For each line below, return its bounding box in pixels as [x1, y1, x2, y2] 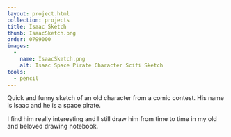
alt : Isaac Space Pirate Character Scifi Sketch [19, 62, 164, 69]
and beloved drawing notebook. [7, 122, 99, 131]
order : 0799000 [7, 36, 51, 43]
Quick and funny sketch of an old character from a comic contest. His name [7, 94, 225, 102]
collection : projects [7, 17, 70, 24]
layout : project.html [7, 10, 70, 17]
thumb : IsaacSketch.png [7, 29, 77, 37]
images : [7, 42, 30, 49]
